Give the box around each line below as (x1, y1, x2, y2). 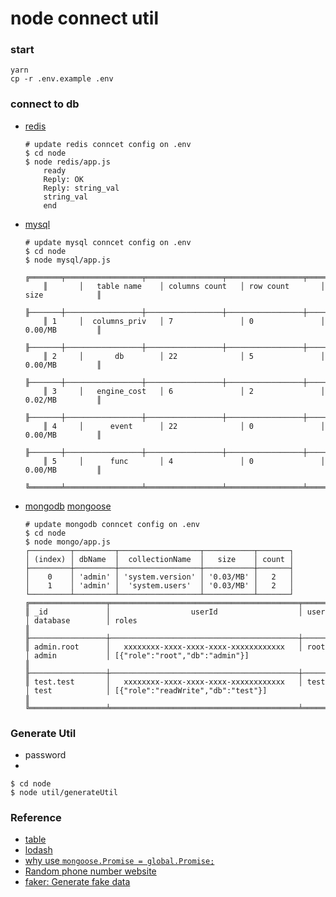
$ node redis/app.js (24, 157, 111, 167)
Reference (10, 811, 62, 824)
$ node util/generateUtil (10, 788, 118, 798)
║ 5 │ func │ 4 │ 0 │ (43, 456, 326, 466)
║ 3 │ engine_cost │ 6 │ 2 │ (43, 386, 326, 396)
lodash (24, 844, 53, 856)
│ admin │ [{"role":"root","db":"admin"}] (24, 650, 250, 661)
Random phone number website (24, 865, 157, 877)
